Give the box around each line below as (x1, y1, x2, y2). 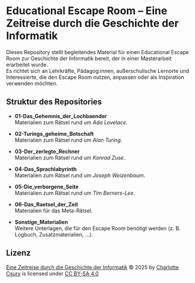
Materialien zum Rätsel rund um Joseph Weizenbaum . (14, 172, 146, 179)
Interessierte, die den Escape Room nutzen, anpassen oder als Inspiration (6, 74, 184, 81)
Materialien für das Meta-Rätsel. (14, 207, 93, 214)
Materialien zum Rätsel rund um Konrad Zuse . (14, 154, 126, 161)
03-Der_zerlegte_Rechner (14, 148, 80, 155)
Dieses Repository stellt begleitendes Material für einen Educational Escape (6, 48, 189, 55)
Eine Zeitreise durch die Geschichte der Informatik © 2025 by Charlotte (6, 264, 179, 271)
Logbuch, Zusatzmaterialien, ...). (14, 231, 93, 238)
